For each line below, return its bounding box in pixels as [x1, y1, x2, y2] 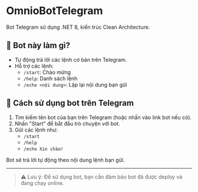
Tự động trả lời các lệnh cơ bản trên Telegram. [14, 56, 127, 63]
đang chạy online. [20, 179, 64, 186]
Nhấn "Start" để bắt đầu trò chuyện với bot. [14, 120, 120, 127]
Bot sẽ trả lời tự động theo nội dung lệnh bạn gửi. [6, 156, 125, 163]
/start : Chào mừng [23, 69, 71, 76]
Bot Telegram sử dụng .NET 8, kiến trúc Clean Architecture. [6, 23, 150, 31]
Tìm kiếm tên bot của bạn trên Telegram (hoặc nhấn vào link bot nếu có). [14, 113, 192, 121]
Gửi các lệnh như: [14, 126, 58, 133]
